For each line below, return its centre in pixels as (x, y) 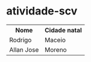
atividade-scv (42, 11)
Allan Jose (24, 49)
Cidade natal (64, 30)
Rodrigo (20, 40)
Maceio (55, 40)
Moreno (56, 49)
